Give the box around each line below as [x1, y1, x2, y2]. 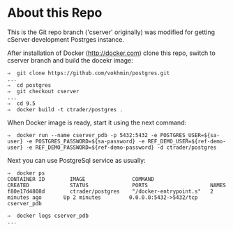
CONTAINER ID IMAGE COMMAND [7, 175, 155, 182]
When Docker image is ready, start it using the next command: [7, 118, 187, 127]
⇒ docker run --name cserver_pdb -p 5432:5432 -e [7, 132, 158, 138]
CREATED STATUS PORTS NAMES [7, 182, 227, 189]
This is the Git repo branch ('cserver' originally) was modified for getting [7, 28, 215, 36]
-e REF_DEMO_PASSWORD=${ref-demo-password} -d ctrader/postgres [25, 144, 217, 151]
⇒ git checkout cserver [7, 88, 80, 95]
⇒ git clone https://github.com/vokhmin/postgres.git [7, 70, 170, 77]
